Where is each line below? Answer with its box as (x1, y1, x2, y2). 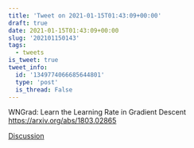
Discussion (8, 131, 45, 141)
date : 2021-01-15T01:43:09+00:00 (8, 26, 119, 34)
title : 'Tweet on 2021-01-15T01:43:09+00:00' (8, 11, 161, 20)
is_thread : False (15, 85, 73, 94)
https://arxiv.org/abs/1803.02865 (8, 116, 117, 126)
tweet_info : (8, 64, 48, 72)
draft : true (8, 19, 48, 27)
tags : (8, 41, 26, 49)
